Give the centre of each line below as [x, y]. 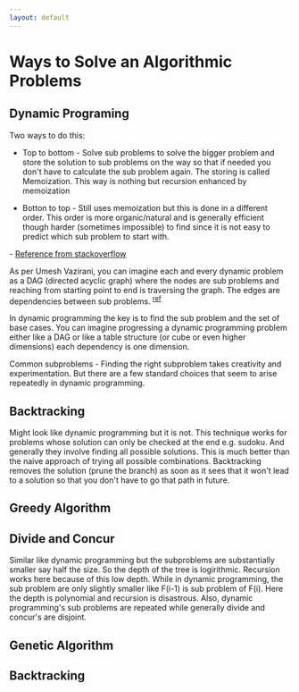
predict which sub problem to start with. [96, 236]
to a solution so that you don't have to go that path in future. [120, 480]
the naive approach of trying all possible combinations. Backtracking [135, 461]
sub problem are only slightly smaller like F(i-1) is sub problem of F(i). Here [146, 589]
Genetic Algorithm [62, 645]
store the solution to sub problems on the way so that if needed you [146, 162]
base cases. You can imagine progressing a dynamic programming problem [148, 328]
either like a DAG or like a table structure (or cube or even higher [128, 337]
